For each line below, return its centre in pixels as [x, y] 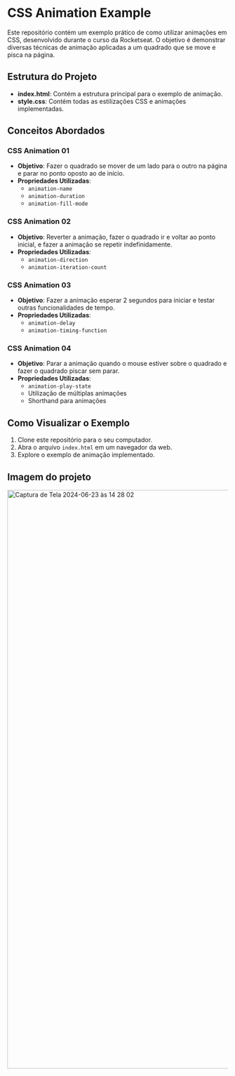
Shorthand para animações [67, 401]
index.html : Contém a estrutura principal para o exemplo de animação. [120, 93]
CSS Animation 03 [39, 284]
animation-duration [56, 197]
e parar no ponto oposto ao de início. [71, 173]
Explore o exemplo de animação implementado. [86, 455]
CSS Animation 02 [39, 221]
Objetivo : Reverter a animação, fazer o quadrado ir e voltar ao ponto [116, 237]
